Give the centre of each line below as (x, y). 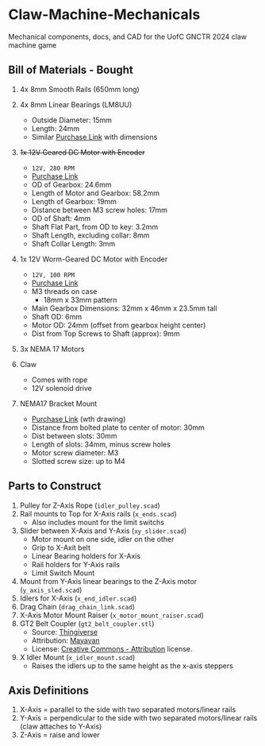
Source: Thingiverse (64, 632)
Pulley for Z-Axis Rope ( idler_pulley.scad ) (90, 505)
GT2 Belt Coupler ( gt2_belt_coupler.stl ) (87, 623)
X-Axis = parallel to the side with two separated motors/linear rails (128, 709)
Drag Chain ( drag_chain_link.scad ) (77, 606)
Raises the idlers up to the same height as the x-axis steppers (132, 666)
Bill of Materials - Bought (71, 70)
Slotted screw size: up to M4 (78, 461)
